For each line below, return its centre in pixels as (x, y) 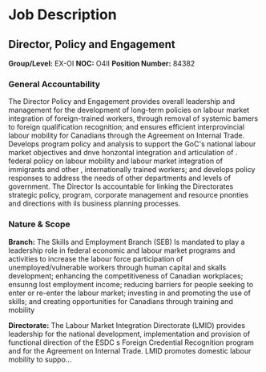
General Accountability (54, 84)
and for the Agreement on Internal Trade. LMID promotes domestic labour (130, 350)
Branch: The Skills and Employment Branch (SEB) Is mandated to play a (127, 242)
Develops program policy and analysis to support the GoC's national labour (132, 144)
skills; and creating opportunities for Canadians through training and (121, 301)
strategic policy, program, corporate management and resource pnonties (129, 195)
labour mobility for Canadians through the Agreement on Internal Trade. (127, 136)
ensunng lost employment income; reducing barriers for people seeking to (131, 284)
